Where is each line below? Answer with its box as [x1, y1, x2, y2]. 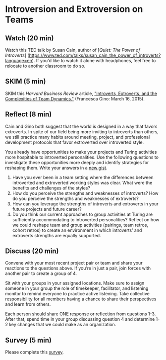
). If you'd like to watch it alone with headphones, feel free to [32, 58, 156, 63]
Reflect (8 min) [5, 110, 52, 119]
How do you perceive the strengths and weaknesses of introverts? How [12, 190, 159, 196]
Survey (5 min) [5, 336, 52, 344]
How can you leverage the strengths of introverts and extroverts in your [12, 200, 159, 207]
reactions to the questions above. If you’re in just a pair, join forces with [5, 265, 151, 271]
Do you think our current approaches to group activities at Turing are [12, 211, 153, 217]
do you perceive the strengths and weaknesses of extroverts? [12, 195, 139, 201]
